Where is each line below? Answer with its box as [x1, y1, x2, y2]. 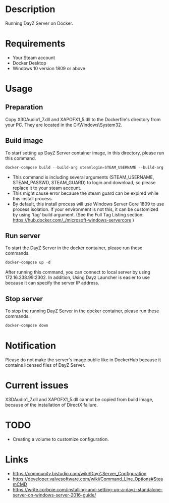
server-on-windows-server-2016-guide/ [12, 492, 96, 498]
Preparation [5, 103, 43, 111]
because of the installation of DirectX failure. [5, 402, 98, 408]
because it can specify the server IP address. [5, 280, 99, 286]
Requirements [5, 38, 66, 49]
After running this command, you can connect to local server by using [5, 269, 150, 275]
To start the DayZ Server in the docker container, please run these [5, 245, 143, 251]
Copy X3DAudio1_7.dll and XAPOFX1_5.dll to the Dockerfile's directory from [5, 116, 161, 122]
